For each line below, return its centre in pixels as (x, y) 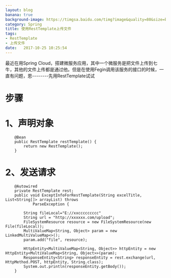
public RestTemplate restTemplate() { (55, 142)
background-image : (25, 19)
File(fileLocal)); (25, 226)
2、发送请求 (31, 172)
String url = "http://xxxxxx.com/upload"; (69, 217)
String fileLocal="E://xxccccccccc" (62, 213)
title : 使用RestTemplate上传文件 (38, 29)
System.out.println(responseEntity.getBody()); (75, 266)
